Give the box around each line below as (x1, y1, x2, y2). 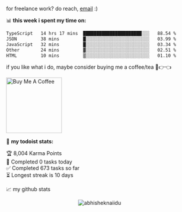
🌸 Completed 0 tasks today (6, 158, 72, 165)
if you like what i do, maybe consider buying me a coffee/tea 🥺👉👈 (6, 63, 172, 70)
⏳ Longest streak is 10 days (6, 172, 74, 179)
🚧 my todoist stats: (6, 138, 54, 145)
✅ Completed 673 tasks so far (6, 165, 80, 172)
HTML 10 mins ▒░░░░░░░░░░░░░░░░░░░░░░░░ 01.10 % (6, 53, 177, 59)
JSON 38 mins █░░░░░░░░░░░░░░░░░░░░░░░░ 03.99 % (6, 36, 177, 42)
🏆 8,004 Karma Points (6, 150, 62, 157)
